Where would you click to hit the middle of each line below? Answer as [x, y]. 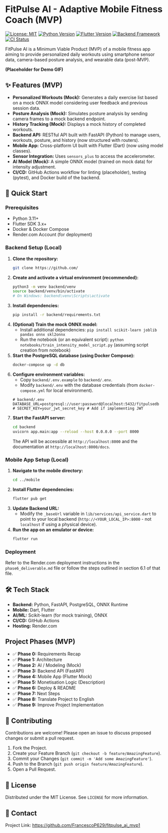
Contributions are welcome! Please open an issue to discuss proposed [78, 733]
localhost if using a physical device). [58, 524]
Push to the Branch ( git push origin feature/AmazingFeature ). [78, 764]
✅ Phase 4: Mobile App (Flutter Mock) [52, 676]
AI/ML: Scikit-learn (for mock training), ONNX [60, 615]
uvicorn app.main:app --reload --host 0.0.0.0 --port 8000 [76, 432]
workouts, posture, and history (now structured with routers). [76, 140]
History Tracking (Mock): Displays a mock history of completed [79, 124]
